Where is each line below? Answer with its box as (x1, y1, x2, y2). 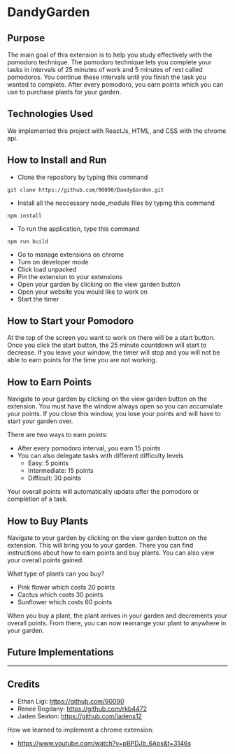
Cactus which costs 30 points (17, 590, 104, 599)
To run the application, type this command (17, 225, 140, 233)
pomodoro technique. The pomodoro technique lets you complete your (7, 58, 212, 66)
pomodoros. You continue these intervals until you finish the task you (7, 73, 206, 81)
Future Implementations (7, 646, 114, 658)
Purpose (7, 32, 45, 44)
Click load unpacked (17, 265, 77, 273)
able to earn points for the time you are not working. (7, 356, 157, 364)
